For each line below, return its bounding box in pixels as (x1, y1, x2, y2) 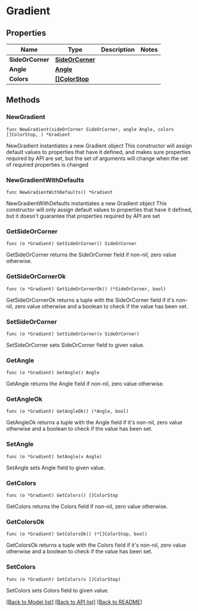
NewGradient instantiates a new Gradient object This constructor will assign (6, 142, 192, 149)
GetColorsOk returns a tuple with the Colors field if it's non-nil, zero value (6, 541, 186, 549)
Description (100, 46, 135, 54)
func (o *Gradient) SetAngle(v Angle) (6, 453, 102, 459)
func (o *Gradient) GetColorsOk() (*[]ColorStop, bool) (6, 531, 147, 537)
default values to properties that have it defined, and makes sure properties (6, 148, 191, 155)
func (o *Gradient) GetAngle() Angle (6, 370, 100, 376)
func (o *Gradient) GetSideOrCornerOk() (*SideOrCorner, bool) (6, 286, 166, 292)
